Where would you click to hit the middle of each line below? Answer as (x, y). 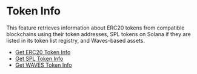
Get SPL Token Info (39, 58)
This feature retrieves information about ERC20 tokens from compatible (95, 28)
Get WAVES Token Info (43, 65)
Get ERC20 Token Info (43, 52)
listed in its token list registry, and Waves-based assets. (76, 40)
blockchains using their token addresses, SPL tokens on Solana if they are (98, 34)
